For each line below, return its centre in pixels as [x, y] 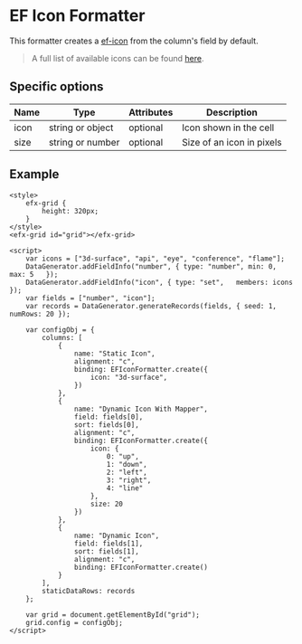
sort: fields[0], [107, 425]
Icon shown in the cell [228, 128]
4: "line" [125, 488]
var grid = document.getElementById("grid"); [113, 615]
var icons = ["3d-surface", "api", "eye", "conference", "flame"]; [155, 259]
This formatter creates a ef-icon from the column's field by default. [134, 41]
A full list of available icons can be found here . [118, 58]
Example [34, 174]
